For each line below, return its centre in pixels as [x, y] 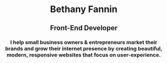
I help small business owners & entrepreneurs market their [84, 42]
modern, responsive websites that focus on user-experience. [84, 55]
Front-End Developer [84, 28]
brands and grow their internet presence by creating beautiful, [84, 48]
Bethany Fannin [84, 9]
